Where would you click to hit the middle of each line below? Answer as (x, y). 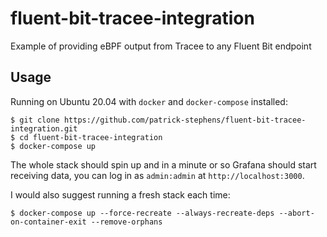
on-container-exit (48, 222)
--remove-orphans (126, 222)
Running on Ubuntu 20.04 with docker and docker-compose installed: (149, 101)
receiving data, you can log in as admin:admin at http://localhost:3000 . (157, 175)
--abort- (296, 213)
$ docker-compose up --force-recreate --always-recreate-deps (142, 213)
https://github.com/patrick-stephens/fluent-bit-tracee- (185, 120)
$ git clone (35, 120)
